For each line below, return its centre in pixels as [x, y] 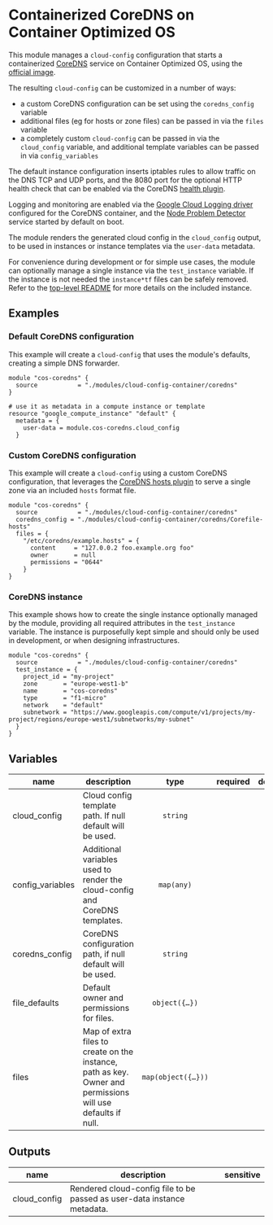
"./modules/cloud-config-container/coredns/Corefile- [171, 519]
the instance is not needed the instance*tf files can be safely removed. [129, 279]
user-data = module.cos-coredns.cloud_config [102, 428]
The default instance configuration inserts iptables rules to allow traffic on [132, 171]
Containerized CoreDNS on [102, 15]
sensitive [243, 1175]
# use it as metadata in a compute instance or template [107, 406]
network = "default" [63, 706]
